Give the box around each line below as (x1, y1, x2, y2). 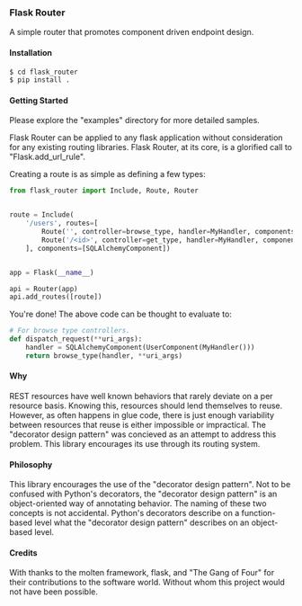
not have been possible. (9, 586, 99, 597)
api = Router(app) (9, 284, 78, 293)
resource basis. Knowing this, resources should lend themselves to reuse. (9, 400, 283, 411)
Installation (9, 47, 52, 58)
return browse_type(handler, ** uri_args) (25, 351, 182, 361)
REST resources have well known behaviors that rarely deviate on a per (9, 391, 273, 402)
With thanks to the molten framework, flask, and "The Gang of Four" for (9, 567, 275, 578)
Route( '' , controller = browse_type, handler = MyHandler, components (41, 227, 296, 236)
